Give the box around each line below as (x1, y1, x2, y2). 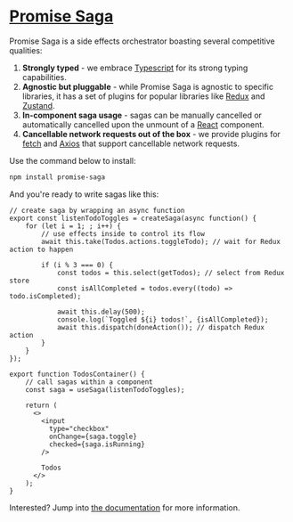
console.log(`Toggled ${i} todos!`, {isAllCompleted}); (56, 314, 269, 324)
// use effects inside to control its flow (41, 229, 205, 238)
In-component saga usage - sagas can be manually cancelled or (21, 110, 263, 120)
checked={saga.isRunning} (48, 439, 145, 449)
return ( (25, 401, 58, 410)
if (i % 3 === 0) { (41, 260, 114, 269)
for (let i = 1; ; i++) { (25, 221, 122, 231)
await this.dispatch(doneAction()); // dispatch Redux (56, 322, 265, 331)
